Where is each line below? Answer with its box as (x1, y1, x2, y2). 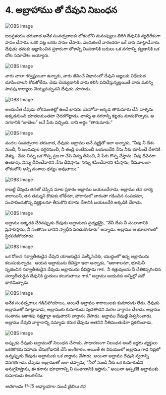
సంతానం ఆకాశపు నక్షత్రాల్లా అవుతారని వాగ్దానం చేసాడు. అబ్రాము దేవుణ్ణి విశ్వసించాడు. (5, 313, 153, 319)
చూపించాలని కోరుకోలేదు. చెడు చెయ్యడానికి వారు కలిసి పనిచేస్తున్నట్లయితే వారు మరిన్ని (5, 79, 154, 85)
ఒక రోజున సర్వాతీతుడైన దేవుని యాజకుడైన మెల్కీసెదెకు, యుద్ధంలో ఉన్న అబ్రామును (5, 253, 150, 259)
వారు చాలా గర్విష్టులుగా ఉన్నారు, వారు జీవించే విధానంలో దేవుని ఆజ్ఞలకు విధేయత (5, 72, 146, 78)
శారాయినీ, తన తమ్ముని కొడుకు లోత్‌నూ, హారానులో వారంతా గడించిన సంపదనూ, (5, 193, 144, 198)
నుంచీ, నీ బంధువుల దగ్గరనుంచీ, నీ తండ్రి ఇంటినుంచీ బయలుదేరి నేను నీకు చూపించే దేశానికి (5, 146, 161, 152)
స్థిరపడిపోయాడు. (5, 233, 35, 239)
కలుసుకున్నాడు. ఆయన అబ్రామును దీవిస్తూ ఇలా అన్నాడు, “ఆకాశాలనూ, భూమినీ (5, 260, 145, 265)
